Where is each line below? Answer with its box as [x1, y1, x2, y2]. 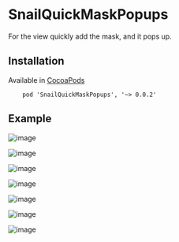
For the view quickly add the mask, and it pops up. [8, 32, 172, 41]
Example [8, 112, 52, 125]
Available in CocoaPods [8, 75, 85, 84]
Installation [8, 54, 65, 68]
